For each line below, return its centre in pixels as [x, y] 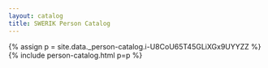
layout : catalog [36, 16]
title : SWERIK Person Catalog [60, 23]
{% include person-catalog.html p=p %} [76, 55]
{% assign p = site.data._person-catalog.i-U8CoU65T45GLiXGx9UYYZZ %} [135, 46]
